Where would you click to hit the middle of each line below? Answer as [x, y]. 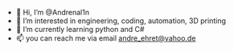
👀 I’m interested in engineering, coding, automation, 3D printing [121, 21]
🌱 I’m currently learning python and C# [80, 29]
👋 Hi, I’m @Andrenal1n [53, 12]
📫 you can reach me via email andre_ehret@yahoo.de [106, 38]
